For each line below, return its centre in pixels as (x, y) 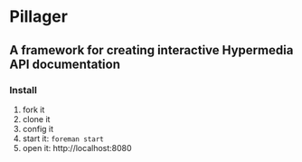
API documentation (65, 64)
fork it (33, 110)
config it (38, 129)
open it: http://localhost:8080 (77, 148)
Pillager (38, 17)
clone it (36, 119)
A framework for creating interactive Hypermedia (151, 50)
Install (24, 90)
